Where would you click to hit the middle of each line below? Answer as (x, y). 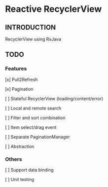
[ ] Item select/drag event (31, 127)
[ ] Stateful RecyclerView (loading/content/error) (54, 98)
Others (14, 159)
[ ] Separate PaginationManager (37, 137)
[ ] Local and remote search (33, 108)
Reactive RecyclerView (54, 9)
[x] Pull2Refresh (21, 79)
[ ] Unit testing (20, 179)
